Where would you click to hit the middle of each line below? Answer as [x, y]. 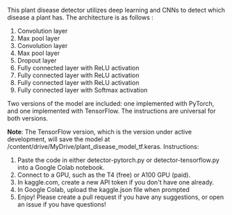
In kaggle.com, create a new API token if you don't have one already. [116, 182]
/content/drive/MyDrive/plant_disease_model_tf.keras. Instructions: [103, 146]
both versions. [28, 118]
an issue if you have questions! [61, 204]
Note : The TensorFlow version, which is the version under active [100, 132]
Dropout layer [37, 61]
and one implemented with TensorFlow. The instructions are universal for [112, 111]
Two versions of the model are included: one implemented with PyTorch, [111, 103]
